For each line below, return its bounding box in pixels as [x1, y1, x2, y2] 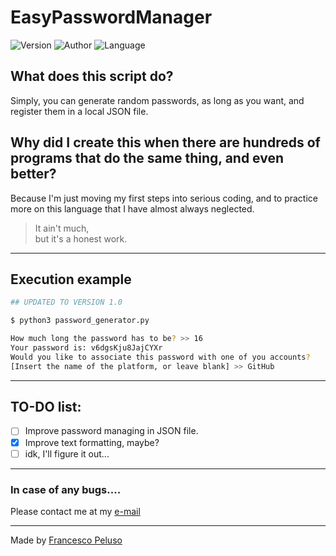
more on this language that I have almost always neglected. [10, 202, 255, 215]
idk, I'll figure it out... [24, 447, 110, 460]
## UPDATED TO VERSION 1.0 [10, 297, 123, 308]
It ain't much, [34, 222, 90, 234]
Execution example [10, 271, 132, 288]
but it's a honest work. [34, 232, 128, 245]
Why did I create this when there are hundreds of [10, 134, 321, 151]
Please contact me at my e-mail [10, 505, 141, 517]
